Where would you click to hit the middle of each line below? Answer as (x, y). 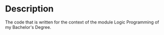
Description (29, 9)
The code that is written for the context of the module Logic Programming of (82, 22)
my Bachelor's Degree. (28, 27)
